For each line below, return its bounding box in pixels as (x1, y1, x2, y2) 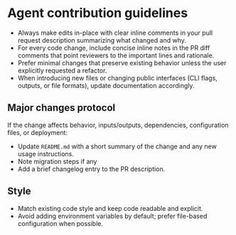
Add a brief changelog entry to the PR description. (17, 165, 166, 173)
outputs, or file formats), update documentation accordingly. (17, 81, 195, 89)
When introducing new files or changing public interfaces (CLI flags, (17, 73, 218, 82)
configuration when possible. (17, 219, 104, 228)
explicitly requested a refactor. (17, 66, 107, 75)
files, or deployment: (7, 128, 68, 136)
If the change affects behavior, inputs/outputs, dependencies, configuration (7, 121, 229, 129)
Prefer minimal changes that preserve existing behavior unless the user (17, 58, 227, 67)
